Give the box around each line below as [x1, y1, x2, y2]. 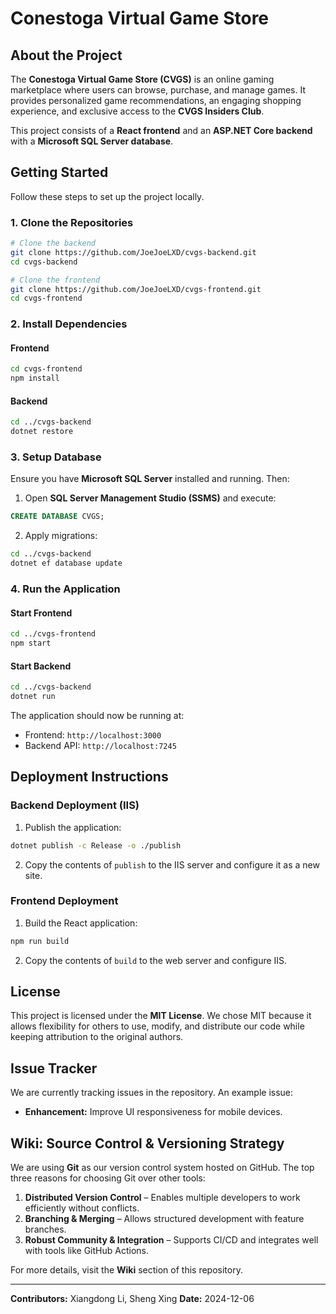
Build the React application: [24, 917, 138, 929]
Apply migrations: [24, 530, 98, 542]
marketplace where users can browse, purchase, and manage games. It [10, 84, 306, 96]
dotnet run [10, 692, 56, 702]
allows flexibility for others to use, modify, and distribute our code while [10, 1020, 305, 1032]
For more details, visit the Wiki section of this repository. [10, 1264, 243, 1276]
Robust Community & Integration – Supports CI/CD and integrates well [24, 1234, 319, 1246]
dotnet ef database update [10, 558, 123, 569]
